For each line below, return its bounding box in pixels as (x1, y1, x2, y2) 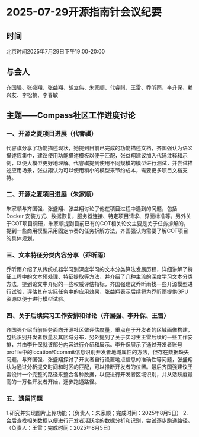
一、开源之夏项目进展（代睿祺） (6, 130, 98, 138)
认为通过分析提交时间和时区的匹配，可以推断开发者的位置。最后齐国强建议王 (6, 363, 193, 370)
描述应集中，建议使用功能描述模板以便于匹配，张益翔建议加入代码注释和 (6, 152, 182, 159)
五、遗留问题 (6, 395, 43, 403)
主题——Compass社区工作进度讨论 (6, 111, 136, 121)
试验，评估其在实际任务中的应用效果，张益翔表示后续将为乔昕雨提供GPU (11, 288, 188, 295)
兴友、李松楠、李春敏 (6, 91, 58, 98)
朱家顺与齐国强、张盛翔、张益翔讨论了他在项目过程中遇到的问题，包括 (6, 205, 178, 212)
